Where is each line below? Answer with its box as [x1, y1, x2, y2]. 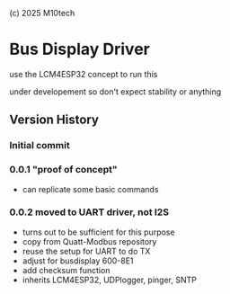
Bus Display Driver [9, 40, 150, 59]
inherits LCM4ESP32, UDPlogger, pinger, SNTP [22, 274, 198, 285]
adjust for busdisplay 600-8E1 [22, 255, 134, 266]
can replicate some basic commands [22, 183, 159, 194]
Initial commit [9, 139, 70, 152]
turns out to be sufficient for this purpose [22, 227, 175, 237]
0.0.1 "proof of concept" [9, 164, 119, 176]
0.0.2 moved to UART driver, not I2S [9, 206, 169, 218]
